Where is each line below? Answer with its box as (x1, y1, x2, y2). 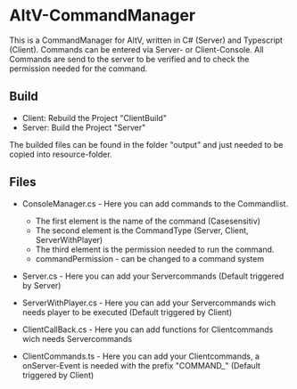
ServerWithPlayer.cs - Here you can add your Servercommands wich (21, 297, 276, 308)
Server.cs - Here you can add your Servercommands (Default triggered (21, 271, 285, 281)
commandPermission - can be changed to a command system (35, 253, 265, 263)
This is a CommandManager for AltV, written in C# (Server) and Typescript (9, 35, 284, 45)
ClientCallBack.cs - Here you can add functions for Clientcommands (21, 324, 274, 335)
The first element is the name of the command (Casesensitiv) (35, 215, 261, 226)
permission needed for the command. (9, 63, 148, 74)
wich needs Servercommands (21, 333, 132, 344)
